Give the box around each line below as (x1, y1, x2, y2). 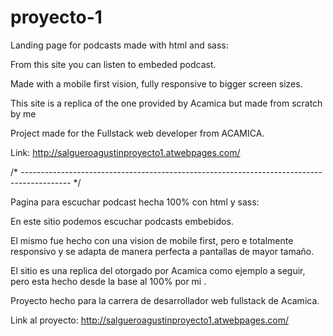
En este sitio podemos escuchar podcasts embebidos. (10, 215, 234, 227)
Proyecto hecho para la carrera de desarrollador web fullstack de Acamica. (10, 294, 320, 306)
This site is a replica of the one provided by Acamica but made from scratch (10, 97, 323, 109)
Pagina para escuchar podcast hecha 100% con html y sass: (10, 196, 260, 208)
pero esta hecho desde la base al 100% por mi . (10, 275, 207, 287)
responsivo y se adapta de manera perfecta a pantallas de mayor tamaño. (10, 245, 315, 257)
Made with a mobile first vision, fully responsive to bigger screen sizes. (10, 77, 303, 90)
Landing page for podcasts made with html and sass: (10, 39, 229, 51)
